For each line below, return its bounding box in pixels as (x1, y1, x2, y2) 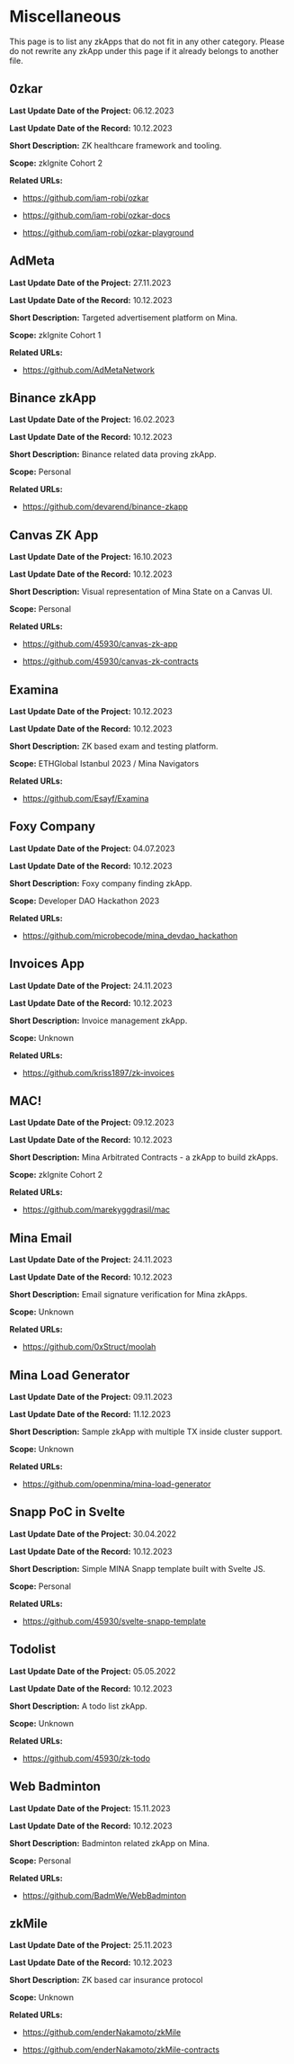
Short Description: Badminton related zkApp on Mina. (9, 1837, 209, 1848)
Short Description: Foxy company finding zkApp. (9, 877, 192, 888)
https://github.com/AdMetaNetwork (22, 364, 156, 375)
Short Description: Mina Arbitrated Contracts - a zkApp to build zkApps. (9, 1152, 279, 1162)
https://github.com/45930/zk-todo (22, 1753, 151, 1763)
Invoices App (9, 956, 85, 972)
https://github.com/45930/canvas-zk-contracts (22, 656, 200, 667)
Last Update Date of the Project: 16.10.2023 (9, 552, 173, 562)
